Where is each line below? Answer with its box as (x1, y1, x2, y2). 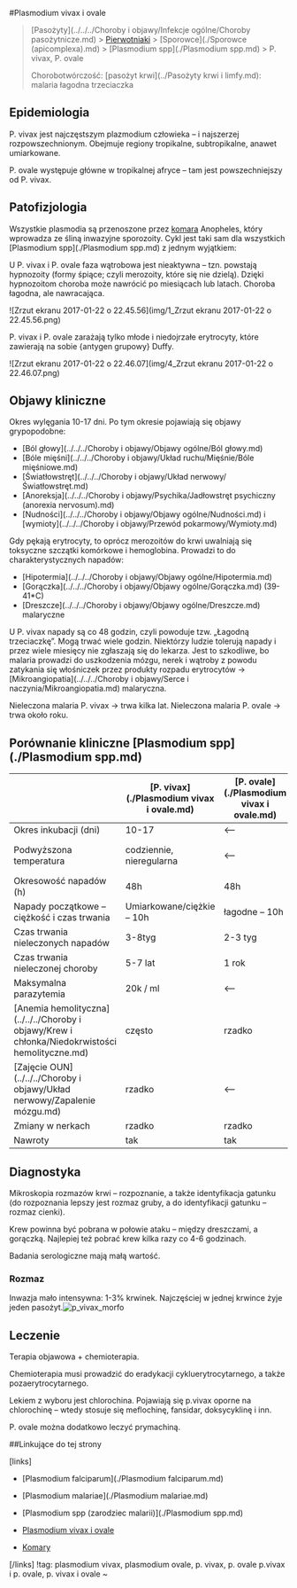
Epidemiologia (9, 106, 90, 121)
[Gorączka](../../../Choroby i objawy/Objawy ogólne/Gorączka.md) (21, 581, 263, 592)
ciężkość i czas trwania (13, 911, 110, 924)
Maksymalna (13, 977, 66, 990)
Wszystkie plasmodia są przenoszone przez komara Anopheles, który (9, 223, 263, 234)
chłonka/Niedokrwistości (13, 1036, 118, 1048)
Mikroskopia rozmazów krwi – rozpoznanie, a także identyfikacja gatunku (9, 1188, 277, 1199)
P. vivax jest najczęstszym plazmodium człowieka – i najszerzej (9, 129, 240, 139)
